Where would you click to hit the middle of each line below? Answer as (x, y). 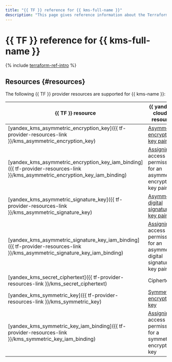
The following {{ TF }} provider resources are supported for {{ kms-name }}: (85, 94)
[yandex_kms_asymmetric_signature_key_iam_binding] (74, 240)
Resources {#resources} (45, 82)
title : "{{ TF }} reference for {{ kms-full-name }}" (64, 10)
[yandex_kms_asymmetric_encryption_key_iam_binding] (76, 162)
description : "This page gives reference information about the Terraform (87, 15)
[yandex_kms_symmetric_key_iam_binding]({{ (63, 326)
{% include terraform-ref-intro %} (41, 65)
